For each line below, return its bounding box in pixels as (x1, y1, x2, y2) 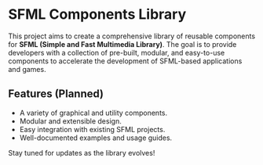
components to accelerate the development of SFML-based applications (8, 56, 243, 66)
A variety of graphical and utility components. (19, 108, 167, 117)
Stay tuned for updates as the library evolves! (8, 148, 155, 157)
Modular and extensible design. (19, 116, 122, 126)
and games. (8, 64, 46, 74)
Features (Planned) (8, 88, 104, 101)
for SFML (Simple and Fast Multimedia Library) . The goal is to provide (8, 39, 237, 48)
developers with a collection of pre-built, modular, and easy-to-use (8, 48, 225, 57)
